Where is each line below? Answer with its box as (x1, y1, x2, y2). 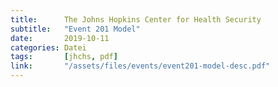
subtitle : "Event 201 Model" (10, 24, 141, 34)
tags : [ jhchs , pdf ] (10, 52, 118, 62)
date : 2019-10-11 (10, 33, 110, 43)
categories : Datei (10, 42, 87, 53)
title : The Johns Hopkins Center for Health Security (10, 14, 262, 25)
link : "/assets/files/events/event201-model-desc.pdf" (10, 61, 271, 71)
